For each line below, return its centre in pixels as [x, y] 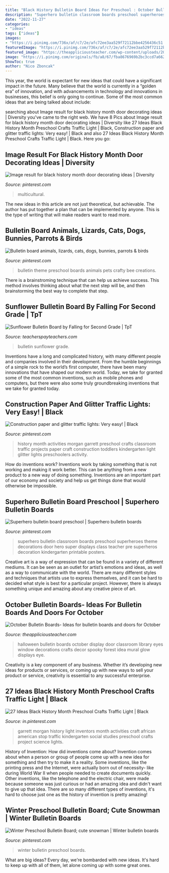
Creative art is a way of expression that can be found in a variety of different [84, 562]
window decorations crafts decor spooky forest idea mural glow [84, 649]
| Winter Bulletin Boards [43, 818]
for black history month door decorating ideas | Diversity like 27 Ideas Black [84, 123]
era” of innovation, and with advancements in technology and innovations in [84, 91]
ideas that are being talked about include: [48, 102]
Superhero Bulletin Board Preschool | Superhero [82, 501]
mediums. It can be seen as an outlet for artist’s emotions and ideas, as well [83, 567]
